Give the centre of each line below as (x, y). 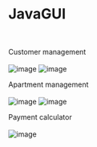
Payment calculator (40, 116)
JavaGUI (37, 14)
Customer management (47, 51)
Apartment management (48, 84)
